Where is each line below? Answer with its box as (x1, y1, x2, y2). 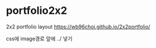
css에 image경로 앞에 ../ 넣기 (6, 35, 73, 42)
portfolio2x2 (6, 4, 68, 17)
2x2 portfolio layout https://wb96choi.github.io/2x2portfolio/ (6, 23, 150, 30)
